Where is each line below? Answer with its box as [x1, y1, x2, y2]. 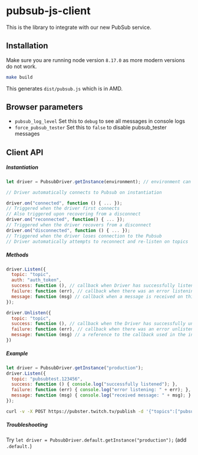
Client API [6, 147, 44, 157]
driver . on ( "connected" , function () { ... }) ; [6, 200, 123, 206]
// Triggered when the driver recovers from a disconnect [6, 222, 151, 228]
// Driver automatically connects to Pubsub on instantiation [6, 189, 162, 196]
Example [6, 350, 28, 357]
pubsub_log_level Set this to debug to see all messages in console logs [14, 118, 186, 125]
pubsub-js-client [6, 4, 91, 18]
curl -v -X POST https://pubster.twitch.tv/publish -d [6, 408, 144, 414]
